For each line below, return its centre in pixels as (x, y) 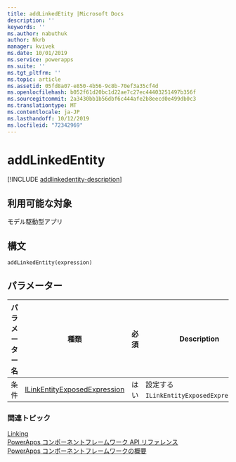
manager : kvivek (31, 46)
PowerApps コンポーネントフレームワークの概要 (77, 451)
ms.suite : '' (26, 66)
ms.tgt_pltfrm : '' (34, 73)
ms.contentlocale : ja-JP (44, 112)
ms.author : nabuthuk (38, 33)
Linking (18, 434)
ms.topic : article (34, 79)
